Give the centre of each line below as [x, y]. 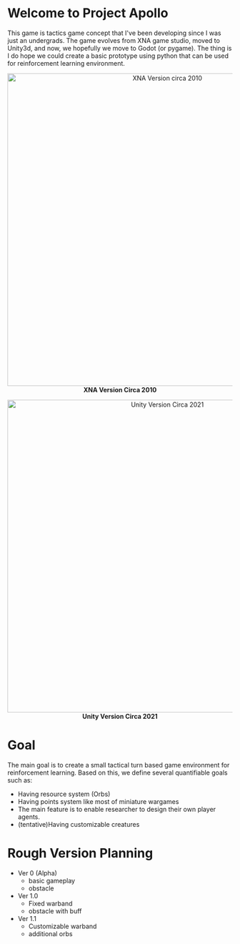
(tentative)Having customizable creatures [79, 824]
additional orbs [50, 933]
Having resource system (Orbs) [64, 794]
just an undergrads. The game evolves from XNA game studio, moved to [114, 40]
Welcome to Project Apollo [88, 13]
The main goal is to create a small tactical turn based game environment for [119, 765]
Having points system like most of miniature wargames [98, 801]
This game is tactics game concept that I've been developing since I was [114, 33]
